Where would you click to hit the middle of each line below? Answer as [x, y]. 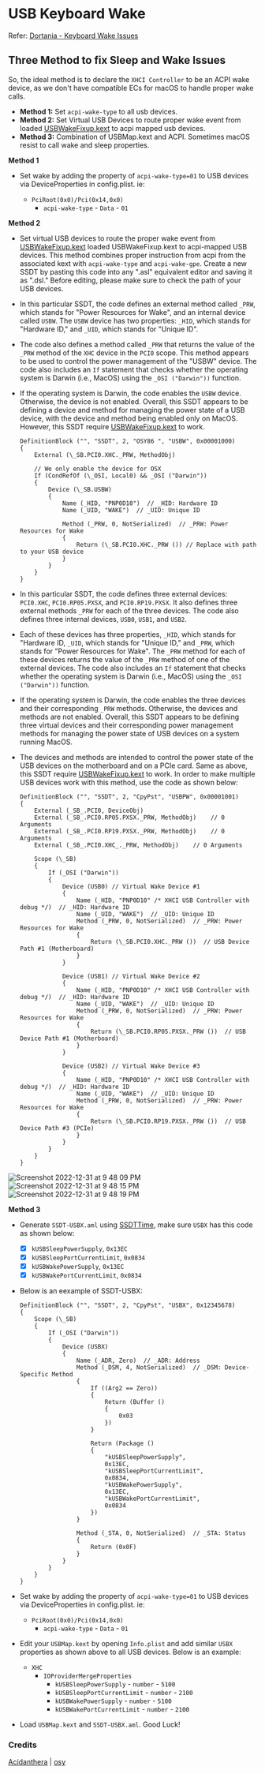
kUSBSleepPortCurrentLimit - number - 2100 [124, 1692]
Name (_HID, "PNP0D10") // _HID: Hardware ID [140, 503]
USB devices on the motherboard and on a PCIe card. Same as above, [134, 765]
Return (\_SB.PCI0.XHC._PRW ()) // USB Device [170, 941]
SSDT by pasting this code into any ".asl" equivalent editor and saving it [136, 271]
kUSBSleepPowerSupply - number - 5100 [115, 1684]
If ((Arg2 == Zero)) [124, 1388]
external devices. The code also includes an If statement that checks [133, 668]
